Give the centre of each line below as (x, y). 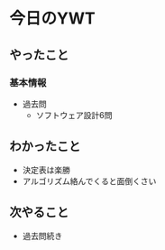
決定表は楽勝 (46, 170)
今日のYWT (53, 19)
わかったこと (45, 147)
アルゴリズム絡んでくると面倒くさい (89, 181)
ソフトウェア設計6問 (74, 115)
